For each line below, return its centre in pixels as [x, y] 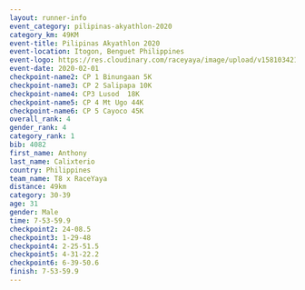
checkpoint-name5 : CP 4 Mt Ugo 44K [77, 102]
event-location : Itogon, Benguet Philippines [97, 52]
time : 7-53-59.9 [40, 220]
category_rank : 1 [42, 136]
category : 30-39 [40, 195]
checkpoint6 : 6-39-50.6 [54, 263]
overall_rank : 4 [40, 119]
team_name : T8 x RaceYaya [58, 178]
